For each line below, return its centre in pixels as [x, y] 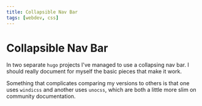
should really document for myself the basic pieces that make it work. [94, 72]
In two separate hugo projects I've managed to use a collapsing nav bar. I [98, 65]
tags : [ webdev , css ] [33, 18]
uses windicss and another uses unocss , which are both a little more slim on [102, 90]
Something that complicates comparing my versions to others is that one [98, 83]
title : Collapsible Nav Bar [42, 12]
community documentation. [41, 96]
